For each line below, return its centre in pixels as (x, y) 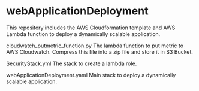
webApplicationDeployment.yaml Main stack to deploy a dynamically (91, 75)
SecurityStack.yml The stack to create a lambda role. (72, 63)
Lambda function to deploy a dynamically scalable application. (83, 34)
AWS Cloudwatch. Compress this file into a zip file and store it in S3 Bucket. (100, 51)
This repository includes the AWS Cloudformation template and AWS (91, 28)
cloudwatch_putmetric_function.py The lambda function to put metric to (95, 45)
